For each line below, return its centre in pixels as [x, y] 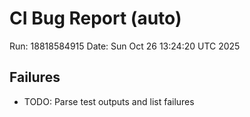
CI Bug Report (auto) [95, 18]
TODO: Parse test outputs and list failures [109, 101]
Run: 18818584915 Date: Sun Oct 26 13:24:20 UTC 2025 [125, 46]
